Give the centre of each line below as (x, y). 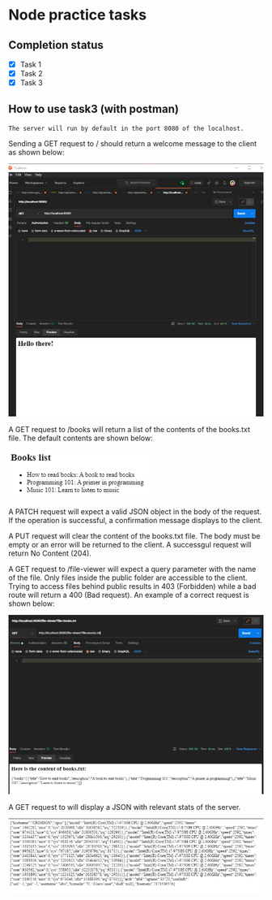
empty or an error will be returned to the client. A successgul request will (130, 545)
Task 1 (31, 64)
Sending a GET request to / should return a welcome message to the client (133, 143)
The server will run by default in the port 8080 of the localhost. (126, 128)
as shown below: (36, 152)
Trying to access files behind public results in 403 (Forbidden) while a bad (132, 586)
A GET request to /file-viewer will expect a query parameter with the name (132, 569)
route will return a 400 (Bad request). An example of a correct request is (129, 595)
